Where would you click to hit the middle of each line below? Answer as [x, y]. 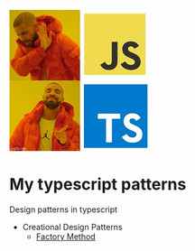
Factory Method [66, 237]
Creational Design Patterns [73, 227]
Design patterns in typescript [64, 209]
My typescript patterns [98, 185]
